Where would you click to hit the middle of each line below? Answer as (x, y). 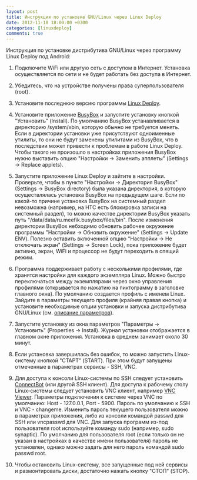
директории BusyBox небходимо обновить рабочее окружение (94, 226)
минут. (23, 343)
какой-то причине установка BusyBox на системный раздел (90, 201)
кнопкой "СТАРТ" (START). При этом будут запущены (105, 360)
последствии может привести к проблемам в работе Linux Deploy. (98, 146)
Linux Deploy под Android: (38, 57)
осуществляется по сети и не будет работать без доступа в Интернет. (103, 74)
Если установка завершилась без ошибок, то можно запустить (94, 355)
